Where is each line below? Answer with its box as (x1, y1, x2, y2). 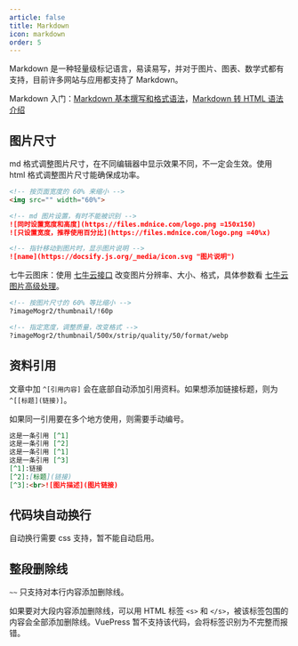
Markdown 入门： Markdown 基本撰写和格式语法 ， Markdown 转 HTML (9, 93, 267, 104)
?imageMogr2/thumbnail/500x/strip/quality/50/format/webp (9, 331, 229, 340)
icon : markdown (9, 29, 66, 38)
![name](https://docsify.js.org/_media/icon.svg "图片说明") (9, 253, 236, 262)
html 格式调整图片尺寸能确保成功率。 (9, 170, 145, 181)
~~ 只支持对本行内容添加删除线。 (9, 586, 129, 597)
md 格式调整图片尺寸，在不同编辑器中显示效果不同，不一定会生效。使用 (9, 158, 273, 169)
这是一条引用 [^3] (9, 456, 69, 465)
